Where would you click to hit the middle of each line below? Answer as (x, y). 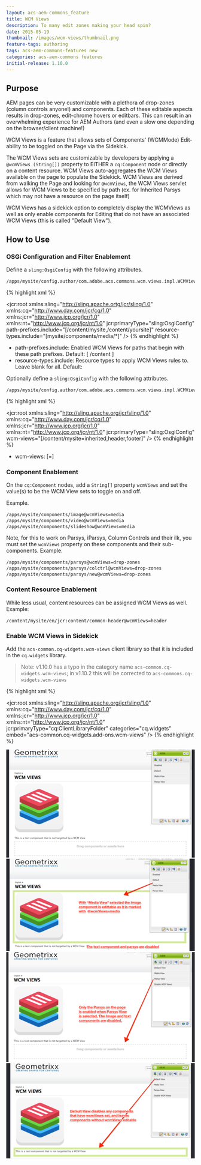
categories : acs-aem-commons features (54, 57)
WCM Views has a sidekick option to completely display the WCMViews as (98, 208)
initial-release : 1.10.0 (37, 63)
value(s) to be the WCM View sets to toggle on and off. (74, 492)
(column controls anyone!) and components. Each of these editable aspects (100, 109)
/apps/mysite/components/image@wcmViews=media (65, 515)
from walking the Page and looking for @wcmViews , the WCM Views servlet (96, 184)
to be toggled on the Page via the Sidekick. (75, 146)
